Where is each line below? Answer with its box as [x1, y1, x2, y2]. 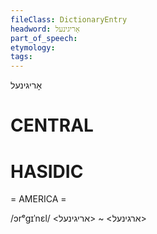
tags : [10, 52, 33, 62]
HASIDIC [10, 160, 84, 183]
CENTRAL [10, 114, 94, 137]
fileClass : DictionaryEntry [10, 14, 128, 25]
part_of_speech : [10, 33, 78, 43]
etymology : [10, 42, 56, 53]
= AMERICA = [10, 193, 67, 205]
